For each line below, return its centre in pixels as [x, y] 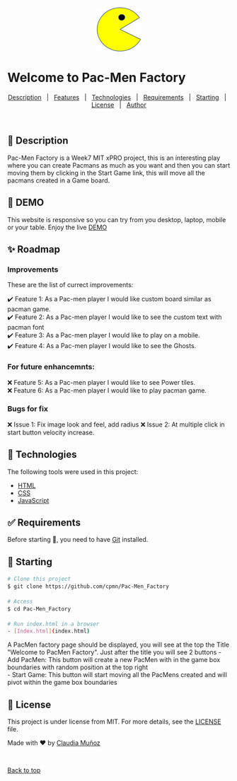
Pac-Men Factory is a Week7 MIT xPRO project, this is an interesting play [114, 158]
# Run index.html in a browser [53, 624]
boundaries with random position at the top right [78, 667]
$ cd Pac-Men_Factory [39, 609]
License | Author [119, 105]
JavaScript [33, 500]
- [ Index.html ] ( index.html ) [49, 631]
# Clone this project [39, 579]
